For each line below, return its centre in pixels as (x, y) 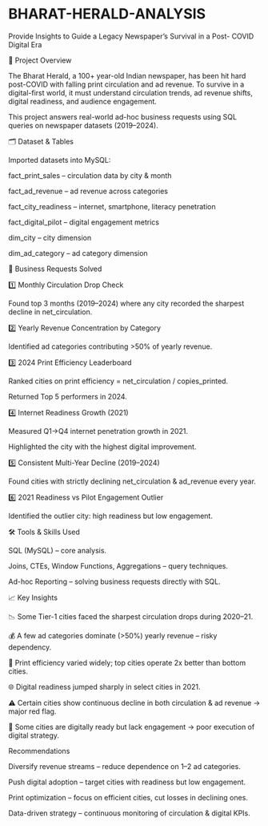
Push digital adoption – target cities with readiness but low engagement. (127, 782)
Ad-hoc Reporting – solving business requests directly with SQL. (115, 581)
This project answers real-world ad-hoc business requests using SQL (123, 116)
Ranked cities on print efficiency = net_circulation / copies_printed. (118, 381)
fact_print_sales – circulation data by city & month (90, 175)
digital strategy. (34, 735)
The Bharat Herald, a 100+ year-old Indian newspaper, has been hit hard (127, 75)
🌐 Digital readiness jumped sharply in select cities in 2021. (105, 686)
